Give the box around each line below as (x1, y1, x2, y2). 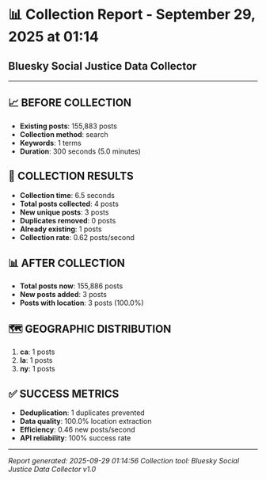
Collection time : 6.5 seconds (19, 190, 115, 200)
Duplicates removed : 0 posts (19, 215, 116, 225)
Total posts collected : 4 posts (19, 199, 119, 208)
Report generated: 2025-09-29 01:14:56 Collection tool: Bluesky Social (8, 456, 240, 466)
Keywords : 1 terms (19, 138, 82, 147)
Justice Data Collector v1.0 (8, 464, 97, 474)
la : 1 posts (19, 356, 53, 365)
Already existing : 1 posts (19, 224, 102, 234)
